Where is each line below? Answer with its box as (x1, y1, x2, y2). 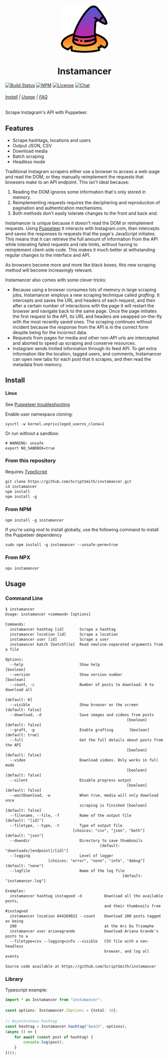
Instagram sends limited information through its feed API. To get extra (12, 345, 157, 351)
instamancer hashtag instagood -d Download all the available (10, 893, 163, 899)
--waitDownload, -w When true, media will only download (10, 793, 158, 798)
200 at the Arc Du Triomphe (10, 924, 154, 929)
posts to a (5, 934, 28, 939)
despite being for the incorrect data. (12, 329, 88, 335)
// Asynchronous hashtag (5, 1018, 57, 1024)
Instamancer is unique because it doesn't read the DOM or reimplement (5, 220, 154, 226)
